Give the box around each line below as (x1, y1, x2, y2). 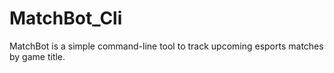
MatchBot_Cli (9, 7, 123, 30)
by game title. (9, 50, 66, 62)
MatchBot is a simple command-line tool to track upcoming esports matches (9, 40, 324, 52)
